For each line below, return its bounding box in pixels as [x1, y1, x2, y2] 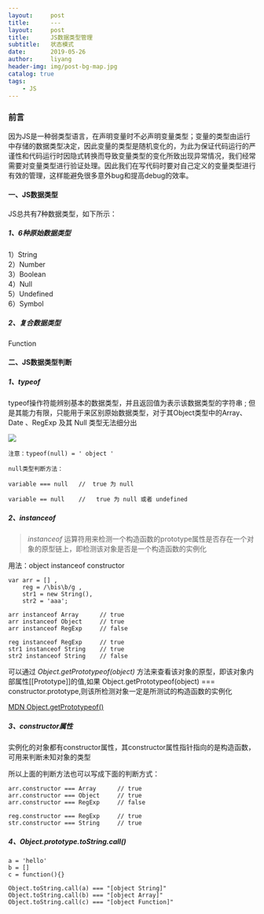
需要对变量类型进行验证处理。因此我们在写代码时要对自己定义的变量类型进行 [8, 160, 256, 170]
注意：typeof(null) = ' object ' [8, 450, 114, 458]
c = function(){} [8, 871, 65, 879]
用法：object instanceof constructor [8, 561, 125, 571]
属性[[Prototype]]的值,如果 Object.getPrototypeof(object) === [14, 677, 215, 686]
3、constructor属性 [8, 721, 73, 731]
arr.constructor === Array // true [8, 785, 143, 793]
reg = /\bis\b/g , [22, 583, 82, 592]
